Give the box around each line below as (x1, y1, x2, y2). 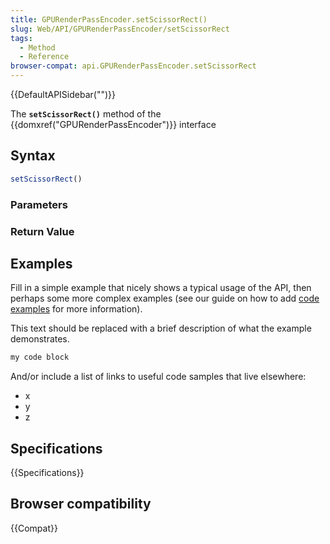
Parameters (10, 197, 68, 211)
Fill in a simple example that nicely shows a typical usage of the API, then (10, 282, 312, 294)
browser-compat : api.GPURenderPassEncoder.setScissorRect (10, 61, 257, 71)
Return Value (10, 224, 75, 238)
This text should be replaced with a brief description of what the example (10, 322, 312, 335)
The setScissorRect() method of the (10, 108, 162, 120)
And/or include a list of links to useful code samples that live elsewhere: (10, 371, 307, 383)
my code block (10, 352, 70, 363)
